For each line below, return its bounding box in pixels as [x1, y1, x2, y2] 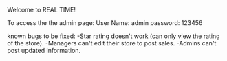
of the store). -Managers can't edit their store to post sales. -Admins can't [7, 39, 217, 47]
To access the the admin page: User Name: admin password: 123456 [7, 19, 203, 26]
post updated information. [7, 47, 81, 54]
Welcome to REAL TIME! [7, 6, 76, 14]
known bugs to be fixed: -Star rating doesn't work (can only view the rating [7, 32, 220, 40]
